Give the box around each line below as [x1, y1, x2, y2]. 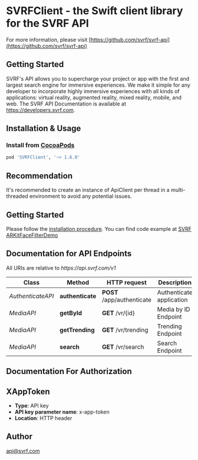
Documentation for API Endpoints [6, 249, 132, 259]
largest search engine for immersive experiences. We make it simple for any [6, 81, 190, 88]
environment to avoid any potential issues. [29, 193, 132, 200]
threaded [6, 193, 28, 200]
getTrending [60, 326, 95, 334]
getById [60, 309, 82, 317]
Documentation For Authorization [6, 366, 132, 376]
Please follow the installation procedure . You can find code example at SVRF [6, 225, 192, 232]
